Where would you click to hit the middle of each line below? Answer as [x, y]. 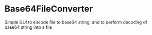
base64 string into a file [28, 27]
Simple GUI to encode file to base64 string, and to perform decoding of [76, 22]
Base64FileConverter [49, 9]
